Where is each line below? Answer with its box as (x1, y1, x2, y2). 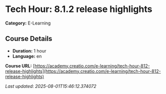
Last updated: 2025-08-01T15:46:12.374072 (5, 83, 96, 89)
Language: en (12, 53, 42, 59)
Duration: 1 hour (12, 47, 46, 53)
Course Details (5, 34, 52, 43)
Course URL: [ (5, 62, 35, 68)
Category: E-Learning (5, 20, 51, 26)
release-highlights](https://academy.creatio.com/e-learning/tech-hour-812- (5, 68, 161, 74)
